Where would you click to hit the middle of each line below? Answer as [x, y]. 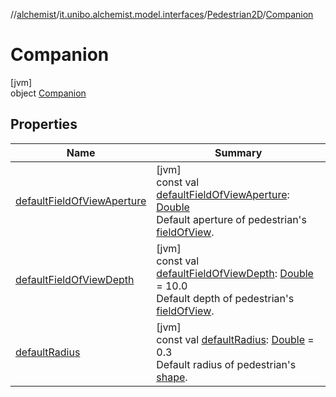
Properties [44, 124]
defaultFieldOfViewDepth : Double [235, 273]
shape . [172, 377]
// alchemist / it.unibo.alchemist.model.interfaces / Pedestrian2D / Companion [162, 14]
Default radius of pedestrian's [226, 364]
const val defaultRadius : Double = [235, 339]
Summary [238, 152]
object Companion [48, 93]
